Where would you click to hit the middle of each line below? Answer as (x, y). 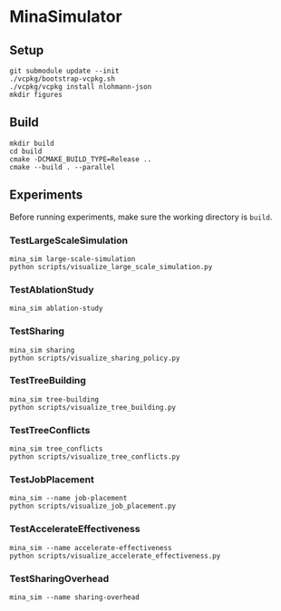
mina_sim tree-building (54, 399)
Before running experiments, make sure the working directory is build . (141, 217)
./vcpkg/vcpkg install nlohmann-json (81, 87)
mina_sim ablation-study (56, 309)
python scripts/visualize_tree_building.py (93, 407)
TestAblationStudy (52, 289)
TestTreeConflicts (50, 430)
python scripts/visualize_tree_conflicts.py (95, 457)
